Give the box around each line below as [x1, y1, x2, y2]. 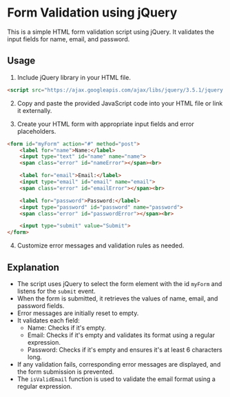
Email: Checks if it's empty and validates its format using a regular [27, 331, 216, 339]
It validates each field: [17, 316, 81, 325]
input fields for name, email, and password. [7, 34, 130, 43]
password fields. [17, 301, 65, 309]
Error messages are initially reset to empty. [17, 309, 139, 317]
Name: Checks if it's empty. [27, 323, 107, 332]
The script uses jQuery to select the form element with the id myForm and [17, 279, 222, 287]
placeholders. [17, 127, 56, 135]
